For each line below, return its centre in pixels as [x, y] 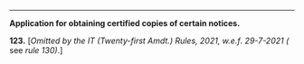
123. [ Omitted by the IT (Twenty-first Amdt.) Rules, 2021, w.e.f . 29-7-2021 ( [149, 41]
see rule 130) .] [36, 50]
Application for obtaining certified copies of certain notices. [125, 23]
